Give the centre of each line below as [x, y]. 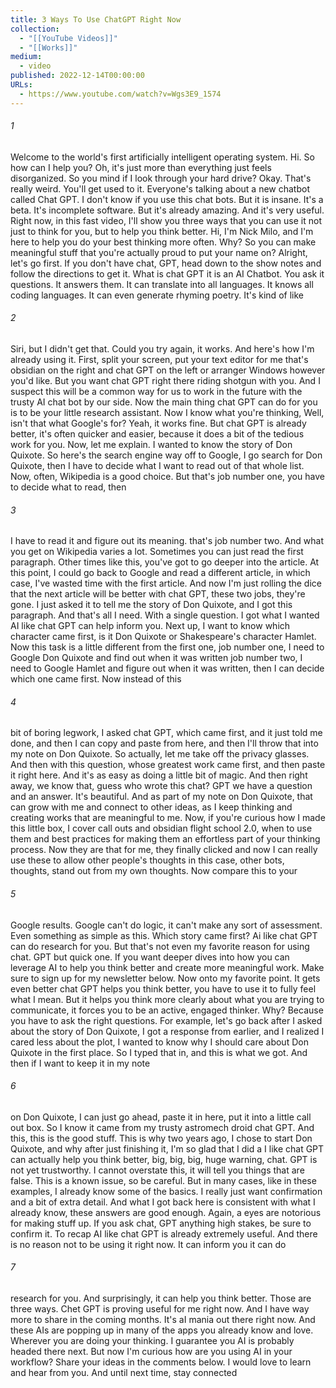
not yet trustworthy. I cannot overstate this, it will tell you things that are [157, 1170]
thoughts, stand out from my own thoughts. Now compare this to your [154, 871]
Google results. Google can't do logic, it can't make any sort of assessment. [166, 925]
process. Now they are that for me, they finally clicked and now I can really [164, 850]
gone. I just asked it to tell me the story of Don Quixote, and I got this [151, 605]
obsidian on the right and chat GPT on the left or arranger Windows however [168, 370]
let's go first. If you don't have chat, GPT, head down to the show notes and [166, 263]
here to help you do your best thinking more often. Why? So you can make [163, 242]
